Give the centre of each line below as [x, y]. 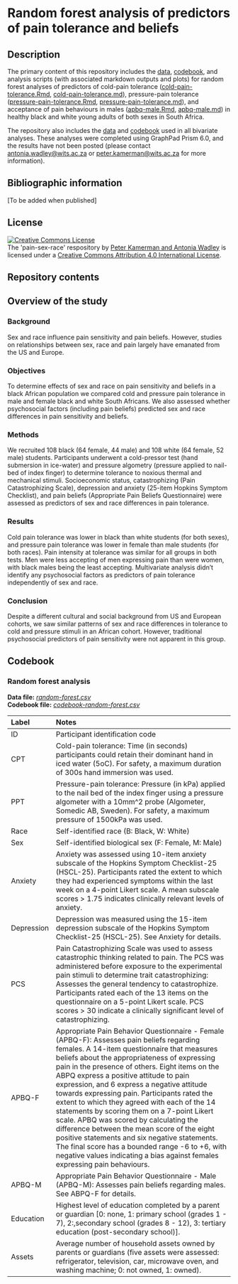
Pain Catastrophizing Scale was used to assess [134, 948]
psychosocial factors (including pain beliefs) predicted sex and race [106, 409]
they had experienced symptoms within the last [135, 881]
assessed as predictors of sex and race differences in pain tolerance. [108, 503]
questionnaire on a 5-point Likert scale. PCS [130, 1002]
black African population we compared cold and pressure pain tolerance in [116, 394]
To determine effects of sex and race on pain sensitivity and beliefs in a [112, 386]
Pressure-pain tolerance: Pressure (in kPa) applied [140, 783]
